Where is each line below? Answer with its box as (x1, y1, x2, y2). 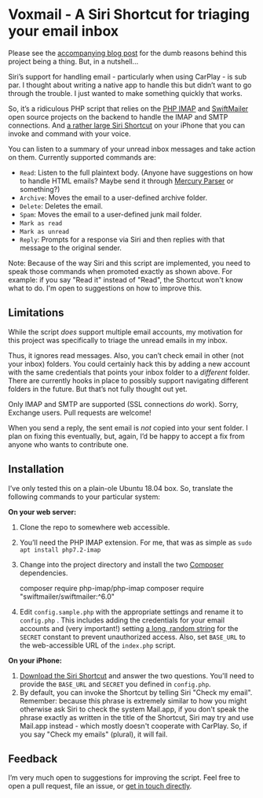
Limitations (8, 306, 64, 320)
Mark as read (19, 219, 63, 227)
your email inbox (8, 22, 119, 40)
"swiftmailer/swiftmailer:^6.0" (19, 592, 115, 601)
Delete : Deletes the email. (19, 201, 104, 210)
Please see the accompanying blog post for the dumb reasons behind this (8, 48, 247, 57)
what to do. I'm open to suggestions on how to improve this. (8, 283, 203, 293)
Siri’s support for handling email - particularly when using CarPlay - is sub (8, 72, 247, 81)
